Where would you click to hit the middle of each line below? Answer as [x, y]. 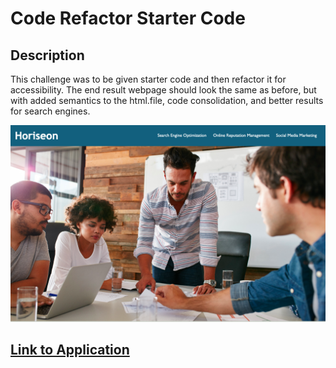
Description [47, 55]
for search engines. [50, 111]
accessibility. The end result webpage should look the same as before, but [163, 90]
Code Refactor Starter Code [128, 18]
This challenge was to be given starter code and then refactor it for [148, 79]
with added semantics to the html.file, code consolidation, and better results [167, 100]
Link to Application [70, 350]
